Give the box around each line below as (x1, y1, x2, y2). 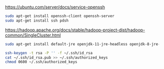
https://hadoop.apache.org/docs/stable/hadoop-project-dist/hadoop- (5, 27, 145, 33)
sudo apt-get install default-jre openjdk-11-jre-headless (5, 42, 128, 46)
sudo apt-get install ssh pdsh (5, 18, 69, 23)
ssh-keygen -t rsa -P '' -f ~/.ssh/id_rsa (5, 50, 93, 55)
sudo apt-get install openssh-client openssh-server (5, 14, 115, 19)
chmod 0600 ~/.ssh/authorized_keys (5, 60, 78, 65)
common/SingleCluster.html (5, 32, 61, 38)
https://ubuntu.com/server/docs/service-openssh (5, 4, 105, 10)
